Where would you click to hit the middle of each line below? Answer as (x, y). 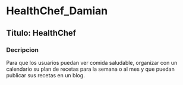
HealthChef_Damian (57, 11)
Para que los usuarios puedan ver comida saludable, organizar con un (92, 62)
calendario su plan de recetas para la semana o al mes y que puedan (91, 69)
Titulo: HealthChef (41, 33)
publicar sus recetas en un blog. (45, 75)
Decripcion (22, 50)
